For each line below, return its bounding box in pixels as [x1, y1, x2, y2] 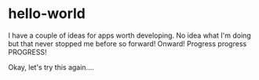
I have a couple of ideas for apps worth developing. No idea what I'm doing [8, 31, 251, 40]
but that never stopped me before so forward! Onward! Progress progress [8, 38, 247, 48]
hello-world [8, 5, 86, 23]
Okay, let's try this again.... [8, 62, 94, 71]
